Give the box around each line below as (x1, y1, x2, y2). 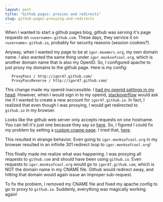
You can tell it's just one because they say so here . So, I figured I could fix (5, 122, 153, 128)
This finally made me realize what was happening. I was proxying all (5, 151, 142, 157)
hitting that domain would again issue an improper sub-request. (5, 172, 132, 178)
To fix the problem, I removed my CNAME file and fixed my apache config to (5, 181, 158, 187)
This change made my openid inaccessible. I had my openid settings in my (5, 87, 155, 93)
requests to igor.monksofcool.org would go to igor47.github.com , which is (5, 161, 155, 168)
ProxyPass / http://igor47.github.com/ (11, 74, 92, 79)
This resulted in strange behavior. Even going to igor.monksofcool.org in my (5, 136, 158, 142)
